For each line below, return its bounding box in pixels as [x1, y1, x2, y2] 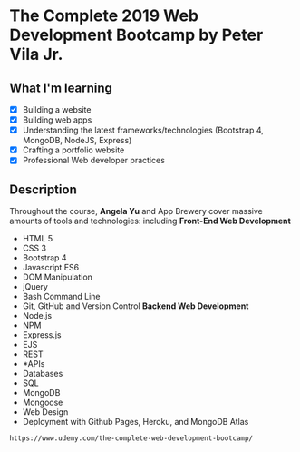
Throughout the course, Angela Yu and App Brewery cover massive [9, 206, 263, 217]
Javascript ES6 [22, 262, 80, 273]
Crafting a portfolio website [22, 144, 125, 155]
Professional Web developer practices [22, 155, 166, 166]
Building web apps [22, 114, 92, 125]
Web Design [22, 407, 69, 418]
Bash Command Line [22, 291, 101, 302]
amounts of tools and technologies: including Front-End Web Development [9, 215, 292, 227]
